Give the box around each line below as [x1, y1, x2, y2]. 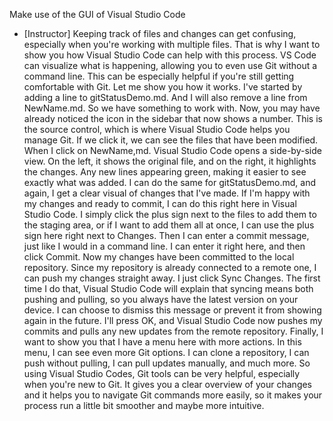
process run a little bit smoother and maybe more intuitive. [23, 400, 265, 411]
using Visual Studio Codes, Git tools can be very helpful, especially [23, 368, 301, 379]
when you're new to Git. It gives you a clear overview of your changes [23, 379, 313, 390]
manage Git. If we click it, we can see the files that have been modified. [23, 134, 319, 146]
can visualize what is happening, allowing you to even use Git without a [23, 60, 318, 71]
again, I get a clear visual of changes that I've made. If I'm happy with [23, 187, 311, 199]
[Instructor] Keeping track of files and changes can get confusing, [23, 28, 297, 39]
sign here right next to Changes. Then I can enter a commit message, [23, 230, 310, 241]
